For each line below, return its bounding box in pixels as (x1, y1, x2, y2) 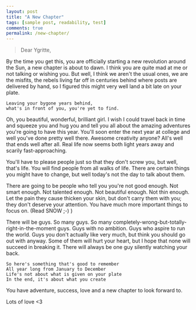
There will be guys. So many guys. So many (6, 218, 112, 226)
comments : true (6, 25, 43, 31)
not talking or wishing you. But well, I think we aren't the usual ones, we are (6, 70, 188, 77)
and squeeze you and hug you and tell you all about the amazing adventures (6, 122, 191, 129)
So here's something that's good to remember (6, 261, 119, 267)
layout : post (6, 8, 38, 15)
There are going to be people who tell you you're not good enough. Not (6, 183, 179, 190)
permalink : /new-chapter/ (6, 31, 69, 36)
